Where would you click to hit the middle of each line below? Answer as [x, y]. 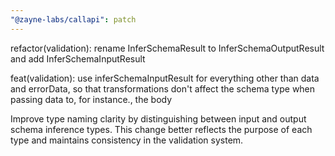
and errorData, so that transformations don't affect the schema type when [163, 88]
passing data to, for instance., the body [91, 99]
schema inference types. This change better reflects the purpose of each [161, 129]
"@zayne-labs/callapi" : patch [73, 19]
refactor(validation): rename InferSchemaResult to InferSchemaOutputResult [167, 48]
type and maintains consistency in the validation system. [127, 140]
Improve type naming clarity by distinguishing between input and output [158, 118]
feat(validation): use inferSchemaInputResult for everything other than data [165, 78]
